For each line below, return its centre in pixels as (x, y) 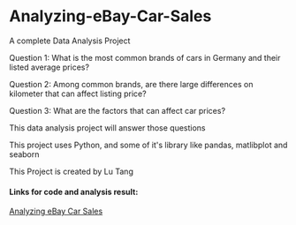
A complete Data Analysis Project (70, 41)
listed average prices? (49, 67)
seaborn (24, 154)
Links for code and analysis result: (74, 191)
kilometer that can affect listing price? (78, 94)
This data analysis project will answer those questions (107, 127)
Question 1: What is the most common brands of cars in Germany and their (145, 57)
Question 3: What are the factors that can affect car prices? (118, 110)
